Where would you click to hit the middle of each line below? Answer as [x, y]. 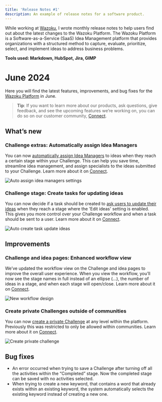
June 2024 [27, 78]
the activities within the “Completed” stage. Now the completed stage [82, 374]
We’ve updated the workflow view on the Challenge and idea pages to [75, 268]
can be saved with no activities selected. [53, 379]
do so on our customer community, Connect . [62, 116]
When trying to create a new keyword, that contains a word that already [84, 384]
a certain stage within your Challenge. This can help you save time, [72, 161]
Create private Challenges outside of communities [66, 311]
